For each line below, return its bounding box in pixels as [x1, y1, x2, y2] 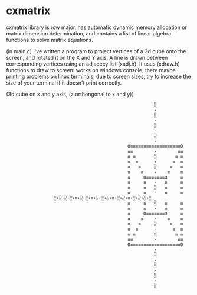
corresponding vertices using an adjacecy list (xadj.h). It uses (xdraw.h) [6, 60, 180, 67]
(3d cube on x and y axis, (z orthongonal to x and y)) [6, 90, 134, 98]
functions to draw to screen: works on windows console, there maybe [6, 66, 176, 73]
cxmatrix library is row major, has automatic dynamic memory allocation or [6, 24, 188, 31]
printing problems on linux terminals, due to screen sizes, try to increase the [6, 73, 191, 80]
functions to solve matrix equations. [6, 36, 93, 43]
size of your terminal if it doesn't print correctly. [6, 79, 122, 86]
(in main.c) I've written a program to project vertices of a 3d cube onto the [6, 47, 186, 54]
